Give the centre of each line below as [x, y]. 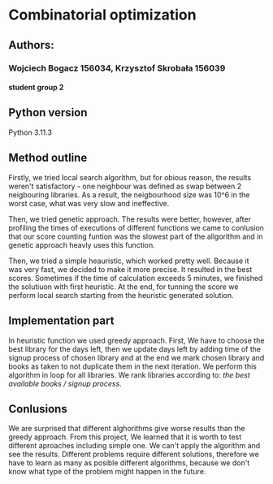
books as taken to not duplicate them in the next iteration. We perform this [133, 366]
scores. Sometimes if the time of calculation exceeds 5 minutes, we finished [136, 278]
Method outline [48, 158]
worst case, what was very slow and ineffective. [89, 203]
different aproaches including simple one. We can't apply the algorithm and [134, 446]
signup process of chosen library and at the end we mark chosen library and [136, 357]
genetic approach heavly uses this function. [82, 244]
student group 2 [36, 88]
